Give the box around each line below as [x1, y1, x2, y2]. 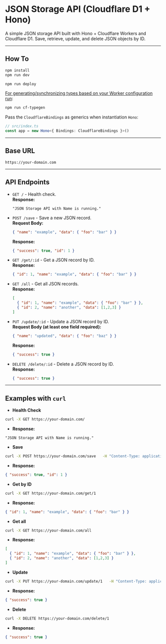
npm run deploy [5, 81, 37, 86]
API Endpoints [5, 178, 50, 186]
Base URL [5, 147, 36, 155]
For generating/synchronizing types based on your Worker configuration [5, 90, 153, 96]
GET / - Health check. [12, 191, 57, 197]
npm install [5, 68, 30, 73]
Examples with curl [5, 394, 66, 403]
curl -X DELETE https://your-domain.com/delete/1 [5, 616, 110, 621]
